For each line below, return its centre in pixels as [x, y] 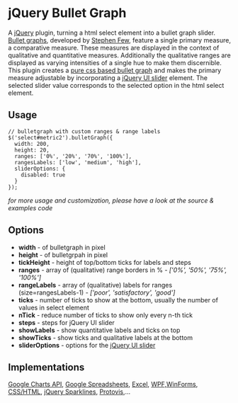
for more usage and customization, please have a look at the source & [111, 200]
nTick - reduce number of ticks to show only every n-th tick [106, 315]
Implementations [46, 367]
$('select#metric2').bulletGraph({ [61, 137]
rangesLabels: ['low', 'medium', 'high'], [78, 162]
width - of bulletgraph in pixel [62, 247]
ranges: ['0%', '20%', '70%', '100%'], [73, 156]
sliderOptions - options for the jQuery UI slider [87, 345]
